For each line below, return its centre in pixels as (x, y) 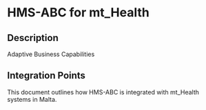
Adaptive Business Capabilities (51, 54)
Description (33, 38)
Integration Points (47, 75)
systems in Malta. (32, 99)
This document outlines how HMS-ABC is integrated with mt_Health (103, 92)
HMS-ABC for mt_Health (78, 13)
